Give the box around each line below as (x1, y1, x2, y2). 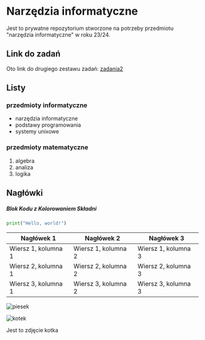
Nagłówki (6, 188, 43, 198)
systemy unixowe (15, 128, 59, 135)
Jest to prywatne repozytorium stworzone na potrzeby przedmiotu (6, 24, 174, 32)
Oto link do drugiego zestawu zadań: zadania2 (6, 65, 123, 72)
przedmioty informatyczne (6, 101, 88, 109)
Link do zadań (6, 49, 61, 59)
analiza (15, 163, 34, 171)
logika (15, 170, 31, 177)
